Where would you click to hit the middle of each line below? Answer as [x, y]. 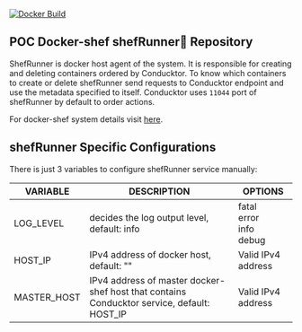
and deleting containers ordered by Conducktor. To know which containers [148, 73]
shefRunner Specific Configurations [113, 148]
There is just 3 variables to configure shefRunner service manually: [133, 169]
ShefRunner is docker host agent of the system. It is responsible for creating [151, 64]
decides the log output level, [149, 217]
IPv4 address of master [139, 280]
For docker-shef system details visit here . [86, 119]
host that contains [148, 292]
